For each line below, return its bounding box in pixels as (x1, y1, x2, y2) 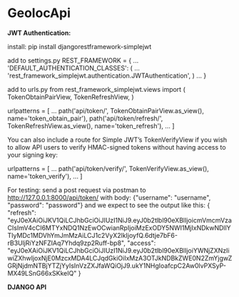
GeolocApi (7, 5, 71, 21)
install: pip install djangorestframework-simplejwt (7, 42, 152, 51)
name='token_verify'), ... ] (7, 172, 83, 180)
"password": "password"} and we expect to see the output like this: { (7, 201, 210, 209)
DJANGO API (7, 283, 47, 291)
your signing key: (7, 150, 59, 159)
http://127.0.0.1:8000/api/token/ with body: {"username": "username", (7, 193, 211, 202)
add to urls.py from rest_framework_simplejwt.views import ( (7, 85, 185, 93)
